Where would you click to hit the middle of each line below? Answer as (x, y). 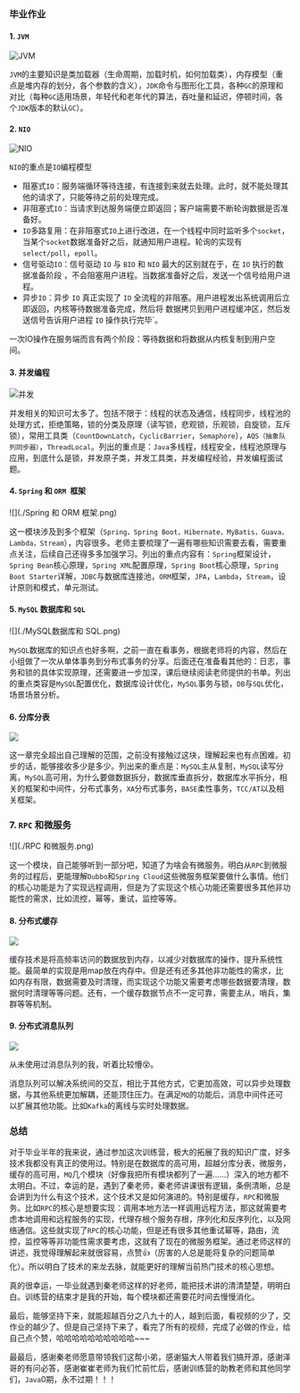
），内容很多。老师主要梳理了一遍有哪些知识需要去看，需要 (171, 542)
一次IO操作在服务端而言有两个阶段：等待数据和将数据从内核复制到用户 (138, 339)
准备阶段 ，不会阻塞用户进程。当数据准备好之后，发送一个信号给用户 (156, 275)
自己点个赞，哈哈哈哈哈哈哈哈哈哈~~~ (79, 1338)
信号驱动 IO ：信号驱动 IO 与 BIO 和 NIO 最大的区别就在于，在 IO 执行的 (149, 264)
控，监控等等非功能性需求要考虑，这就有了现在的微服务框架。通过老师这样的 (150, 1242)
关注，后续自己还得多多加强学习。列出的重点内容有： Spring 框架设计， (146, 554)
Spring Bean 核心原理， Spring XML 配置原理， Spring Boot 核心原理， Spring (144, 565)
